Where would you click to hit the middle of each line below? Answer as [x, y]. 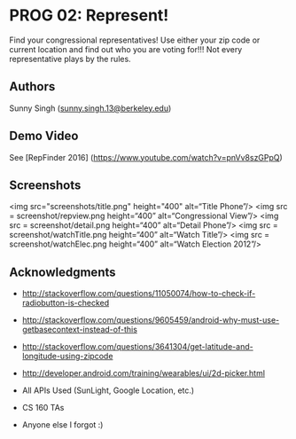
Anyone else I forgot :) [62, 425]
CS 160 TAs [43, 408]
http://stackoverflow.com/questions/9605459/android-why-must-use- [151, 320]
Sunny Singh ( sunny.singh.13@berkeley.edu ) [90, 108]
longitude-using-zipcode [67, 357]
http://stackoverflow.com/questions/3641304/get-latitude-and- [138, 347]
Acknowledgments [63, 272]
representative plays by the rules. [70, 59]
